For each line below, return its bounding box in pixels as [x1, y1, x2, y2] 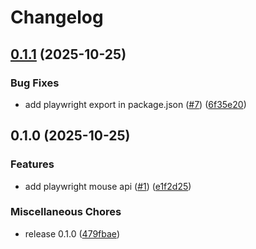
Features [10, 157, 55, 171]
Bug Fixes [10, 76, 60, 90]
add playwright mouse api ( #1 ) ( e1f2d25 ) [24, 180, 192, 192]
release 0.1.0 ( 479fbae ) [24, 227, 120, 240]
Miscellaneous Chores [10, 205, 122, 219]
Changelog [10, 6, 104, 29]
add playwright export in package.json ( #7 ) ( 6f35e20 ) [24, 98, 247, 110]
